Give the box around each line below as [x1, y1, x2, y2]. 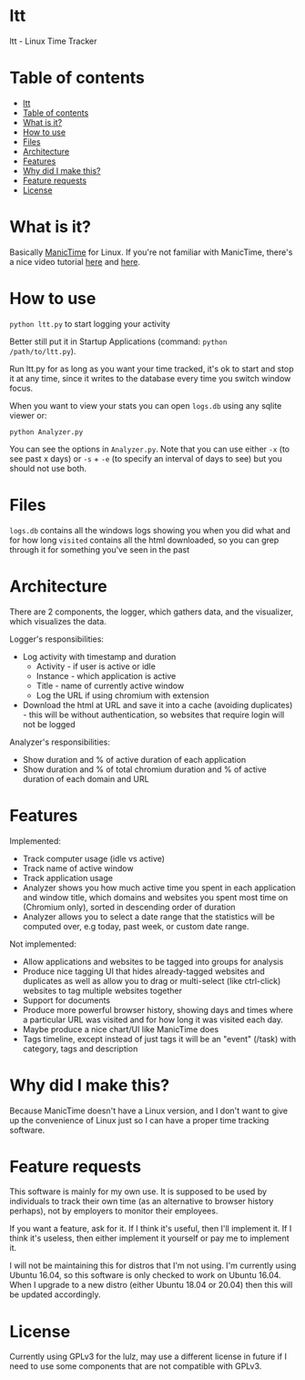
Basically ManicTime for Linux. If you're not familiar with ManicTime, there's [9, 247, 293, 258]
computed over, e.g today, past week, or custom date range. [22, 920, 249, 931]
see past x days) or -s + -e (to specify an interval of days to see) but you [9, 452, 282, 464]
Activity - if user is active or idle [36, 661, 157, 672]
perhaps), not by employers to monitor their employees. [9, 1205, 219, 1216]
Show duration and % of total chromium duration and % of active [22, 764, 267, 775]
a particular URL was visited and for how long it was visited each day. [22, 1014, 284, 1025]
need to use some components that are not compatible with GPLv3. [9, 1361, 262, 1372]
